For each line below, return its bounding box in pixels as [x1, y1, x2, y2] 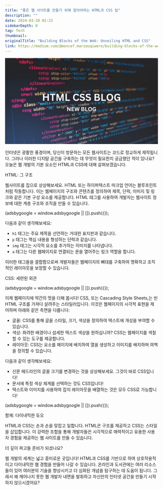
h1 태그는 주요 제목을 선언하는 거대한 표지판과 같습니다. [12, 230, 116, 236]
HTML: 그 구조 [5, 172, 33, 178]
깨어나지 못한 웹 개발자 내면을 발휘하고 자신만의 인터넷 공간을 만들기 [19, 474, 147, 479]
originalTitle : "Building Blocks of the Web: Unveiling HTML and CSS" [5, 39, 151, 44]
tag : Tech [5, 28, 25, 33]
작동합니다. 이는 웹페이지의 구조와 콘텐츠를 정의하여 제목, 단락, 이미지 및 [14, 188, 150, 194]
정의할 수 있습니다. [17, 347, 52, 354]
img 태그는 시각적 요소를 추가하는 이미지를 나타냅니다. [12, 243, 114, 248]
